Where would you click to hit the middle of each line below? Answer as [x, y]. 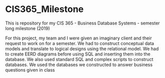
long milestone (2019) [28, 28]
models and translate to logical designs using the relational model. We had [82, 48]
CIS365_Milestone [44, 9]
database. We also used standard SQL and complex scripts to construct [79, 59]
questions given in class [30, 70]
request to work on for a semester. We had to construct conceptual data [80, 43]
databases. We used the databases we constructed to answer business [79, 64]
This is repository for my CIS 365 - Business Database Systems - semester [82, 23]
